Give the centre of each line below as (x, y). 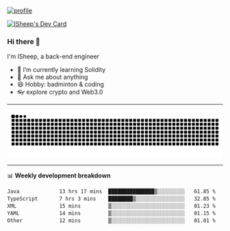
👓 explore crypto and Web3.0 (60, 92)
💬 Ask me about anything (52, 77)
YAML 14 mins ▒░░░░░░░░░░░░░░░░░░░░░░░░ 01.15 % (111, 213)
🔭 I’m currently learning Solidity (61, 70)
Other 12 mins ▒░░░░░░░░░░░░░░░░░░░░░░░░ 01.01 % (111, 220)
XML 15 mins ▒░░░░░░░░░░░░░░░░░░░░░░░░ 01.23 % (111, 206)
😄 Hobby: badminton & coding (61, 84)
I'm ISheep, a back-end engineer (53, 57)
